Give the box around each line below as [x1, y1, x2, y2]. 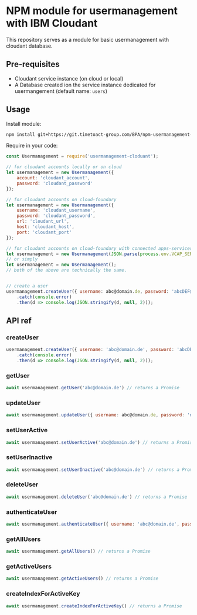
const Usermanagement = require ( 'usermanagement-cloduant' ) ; [6, 153, 159, 159]
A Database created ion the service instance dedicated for [14, 81, 156, 88]
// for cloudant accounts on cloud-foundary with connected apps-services [6, 245, 193, 251]
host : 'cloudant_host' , [16, 224, 75, 230]
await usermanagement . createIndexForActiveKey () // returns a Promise [6, 603, 182, 609]
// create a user [6, 283, 49, 289]
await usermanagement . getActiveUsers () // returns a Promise [6, 576, 159, 581]
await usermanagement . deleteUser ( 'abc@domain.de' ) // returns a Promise [6, 494, 188, 500]
